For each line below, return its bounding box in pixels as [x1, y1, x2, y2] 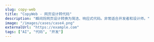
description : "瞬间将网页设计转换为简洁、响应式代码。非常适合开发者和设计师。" [5, 16, 150, 21]
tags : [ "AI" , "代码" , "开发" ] [5, 29, 63, 34]
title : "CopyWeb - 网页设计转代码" [5, 12, 72, 16]
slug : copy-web [5, 7, 36, 12]
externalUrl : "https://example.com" [5, 25, 79, 30]
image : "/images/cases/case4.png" [5, 20, 75, 26]
